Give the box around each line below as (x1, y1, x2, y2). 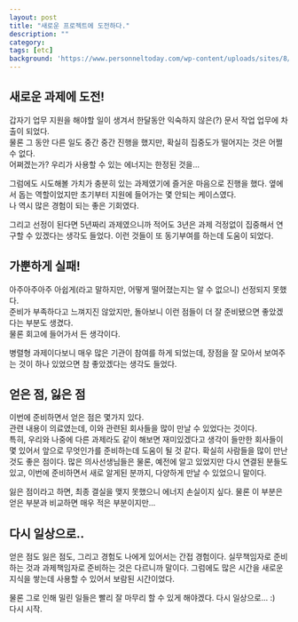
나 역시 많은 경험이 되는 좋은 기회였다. (9, 200, 139, 211)
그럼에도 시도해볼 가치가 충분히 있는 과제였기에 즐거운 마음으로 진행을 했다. (9, 178, 268, 188)
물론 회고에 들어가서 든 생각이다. (9, 328, 122, 339)
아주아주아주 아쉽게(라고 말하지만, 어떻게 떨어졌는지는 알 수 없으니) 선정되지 (9, 283, 271, 294)
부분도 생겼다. (25, 317, 74, 328)
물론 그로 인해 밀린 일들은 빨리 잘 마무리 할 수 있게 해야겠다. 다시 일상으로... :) (9, 593, 276, 603)
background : (9, 54, 53, 63)
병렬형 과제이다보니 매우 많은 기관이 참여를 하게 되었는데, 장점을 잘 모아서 (9, 347, 263, 358)
